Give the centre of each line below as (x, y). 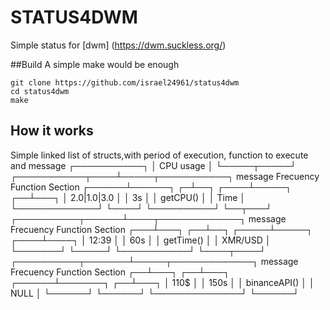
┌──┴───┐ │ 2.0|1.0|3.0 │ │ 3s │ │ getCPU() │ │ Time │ (128, 197)
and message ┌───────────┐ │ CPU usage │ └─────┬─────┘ (153, 165)
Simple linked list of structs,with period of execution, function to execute (159, 155)
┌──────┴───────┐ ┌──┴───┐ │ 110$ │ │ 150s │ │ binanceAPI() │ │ (162, 282)
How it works (52, 131)
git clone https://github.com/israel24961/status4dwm (125, 82)
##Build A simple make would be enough (95, 64)
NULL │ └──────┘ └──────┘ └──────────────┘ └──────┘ (155, 293)
